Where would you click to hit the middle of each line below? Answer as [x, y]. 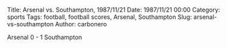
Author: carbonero [81, 24]
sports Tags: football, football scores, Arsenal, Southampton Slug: [100, 17]
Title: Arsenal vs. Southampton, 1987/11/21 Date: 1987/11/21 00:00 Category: [114, 10]
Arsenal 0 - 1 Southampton [45, 37]
